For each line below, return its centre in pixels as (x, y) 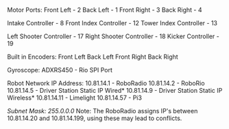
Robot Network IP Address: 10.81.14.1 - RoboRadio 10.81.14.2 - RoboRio (106, 83)
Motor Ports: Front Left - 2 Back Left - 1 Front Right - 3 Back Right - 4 (105, 10)
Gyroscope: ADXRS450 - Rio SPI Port (60, 70)
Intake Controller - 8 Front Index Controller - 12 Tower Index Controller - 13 (112, 23)
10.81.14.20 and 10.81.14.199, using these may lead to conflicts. (95, 118)
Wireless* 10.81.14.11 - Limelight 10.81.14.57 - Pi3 (75, 98)
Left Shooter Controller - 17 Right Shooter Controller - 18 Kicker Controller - (113, 36)
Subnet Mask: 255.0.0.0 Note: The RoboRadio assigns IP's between (103, 111)
